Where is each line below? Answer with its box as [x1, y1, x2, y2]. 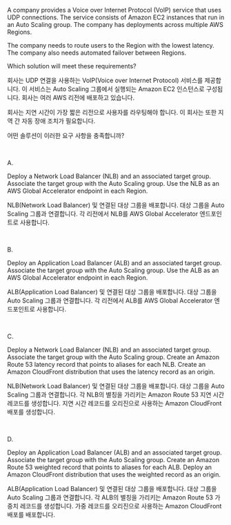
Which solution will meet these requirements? [7, 62, 137, 70]
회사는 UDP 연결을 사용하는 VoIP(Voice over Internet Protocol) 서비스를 [7, 76, 203, 84]
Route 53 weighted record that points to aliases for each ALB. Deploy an [7, 463, 212, 471]
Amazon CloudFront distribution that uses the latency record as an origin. [7, 367, 215, 376]
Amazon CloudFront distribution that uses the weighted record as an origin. [7, 470, 221, 479]
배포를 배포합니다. [7, 510, 56, 519]
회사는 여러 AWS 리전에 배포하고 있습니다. [21, 93, 135, 102]
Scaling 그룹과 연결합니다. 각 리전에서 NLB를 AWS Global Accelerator [7, 210, 199, 218]
